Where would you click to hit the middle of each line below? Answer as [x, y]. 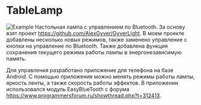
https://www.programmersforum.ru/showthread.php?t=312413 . [84, 95]
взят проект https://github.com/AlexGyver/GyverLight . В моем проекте [95, 33]
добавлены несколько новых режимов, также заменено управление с [97, 39]
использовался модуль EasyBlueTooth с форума [68, 89]
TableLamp [34, 10]
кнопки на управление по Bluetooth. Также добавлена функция [87, 46]
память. [16, 58]
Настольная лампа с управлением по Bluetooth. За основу [110, 27]
